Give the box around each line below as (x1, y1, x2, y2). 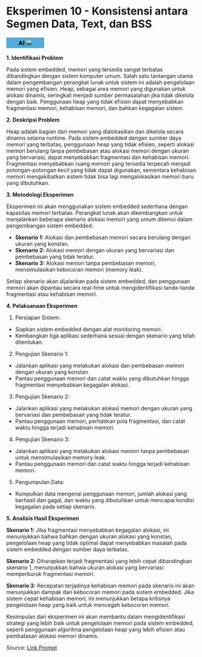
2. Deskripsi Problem (6, 116, 60, 123)
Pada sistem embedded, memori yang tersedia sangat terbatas (6, 65, 163, 73)
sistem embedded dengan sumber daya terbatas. (6, 546, 129, 553)
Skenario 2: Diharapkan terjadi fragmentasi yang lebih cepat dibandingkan (6, 557, 192, 564)
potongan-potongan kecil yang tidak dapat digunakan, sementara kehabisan (6, 166, 197, 174)
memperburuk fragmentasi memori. (6, 570, 95, 577)
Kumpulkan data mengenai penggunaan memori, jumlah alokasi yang (15, 490, 187, 497)
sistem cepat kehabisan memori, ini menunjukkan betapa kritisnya (6, 595, 171, 602)
